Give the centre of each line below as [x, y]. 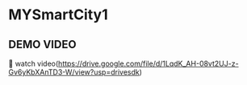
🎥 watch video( [33, 63]
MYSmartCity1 [58, 15]
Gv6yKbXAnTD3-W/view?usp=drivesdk [74, 72]
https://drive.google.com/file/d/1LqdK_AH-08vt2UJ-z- [149, 63]
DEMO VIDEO [42, 45]
